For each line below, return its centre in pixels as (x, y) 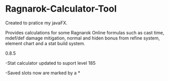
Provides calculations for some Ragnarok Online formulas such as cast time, (85, 32)
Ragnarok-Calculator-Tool (61, 9)
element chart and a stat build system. (45, 43)
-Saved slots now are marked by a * (43, 73)
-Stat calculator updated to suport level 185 (50, 63)
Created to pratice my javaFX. (36, 23)
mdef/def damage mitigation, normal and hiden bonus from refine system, (82, 38)
